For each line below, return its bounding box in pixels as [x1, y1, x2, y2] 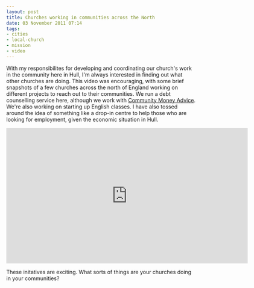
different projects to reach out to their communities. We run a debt [6, 90, 171, 97]
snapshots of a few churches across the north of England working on [6, 84, 179, 91]
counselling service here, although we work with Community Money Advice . [6, 96, 196, 104]
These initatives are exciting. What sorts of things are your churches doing [6, 268, 192, 275]
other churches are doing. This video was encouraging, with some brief [6, 77, 184, 84]
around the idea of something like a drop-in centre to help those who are [6, 109, 187, 116]
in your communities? [6, 275, 60, 282]
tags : [6, 25, 20, 32]
